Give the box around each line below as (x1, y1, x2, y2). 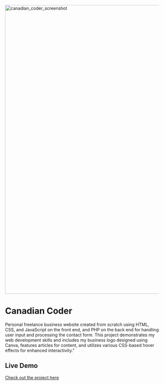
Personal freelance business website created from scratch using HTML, (5, 322, 149, 327)
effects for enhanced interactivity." (5, 347, 75, 353)
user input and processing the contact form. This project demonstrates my (5, 332, 155, 338)
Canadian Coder (5, 305, 72, 317)
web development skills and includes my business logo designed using (5, 337, 148, 343)
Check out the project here (5, 374, 60, 380)
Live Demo (5, 362, 38, 370)
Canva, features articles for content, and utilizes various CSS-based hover (5, 342, 155, 348)
